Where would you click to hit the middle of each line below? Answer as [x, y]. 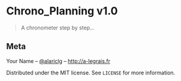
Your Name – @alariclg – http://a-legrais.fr [58, 61]
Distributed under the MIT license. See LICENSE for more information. [91, 73]
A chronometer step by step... [58, 28]
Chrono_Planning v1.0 [62, 11]
